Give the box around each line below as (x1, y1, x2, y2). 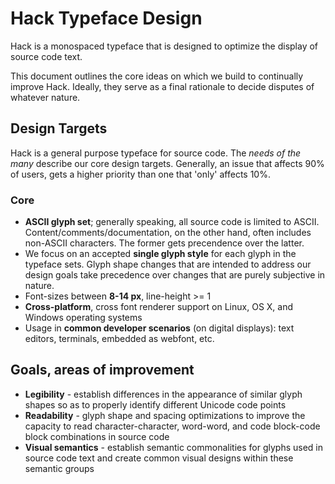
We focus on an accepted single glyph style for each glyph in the (24, 248, 297, 260)
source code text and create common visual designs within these (24, 452, 294, 464)
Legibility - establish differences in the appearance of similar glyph (24, 388, 303, 400)
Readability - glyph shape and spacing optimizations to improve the (24, 409, 306, 421)
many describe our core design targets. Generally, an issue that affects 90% (10, 157, 325, 169)
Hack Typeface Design (10, 7, 203, 30)
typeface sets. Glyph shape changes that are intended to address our (24, 258, 312, 271)
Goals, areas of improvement (10, 362, 195, 379)
